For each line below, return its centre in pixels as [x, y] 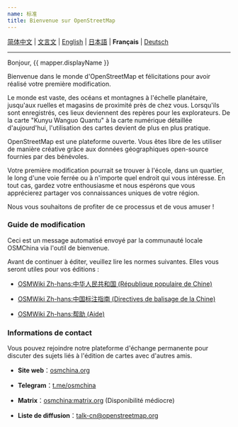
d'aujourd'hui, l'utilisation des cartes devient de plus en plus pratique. [109, 128]
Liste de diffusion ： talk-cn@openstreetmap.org [88, 416]
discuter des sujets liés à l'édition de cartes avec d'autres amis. [100, 356]
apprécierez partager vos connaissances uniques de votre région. [103, 193]
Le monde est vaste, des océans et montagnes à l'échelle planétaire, [108, 97]
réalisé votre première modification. [59, 84]
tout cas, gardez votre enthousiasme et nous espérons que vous [101, 185]
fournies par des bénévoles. [48, 156]
